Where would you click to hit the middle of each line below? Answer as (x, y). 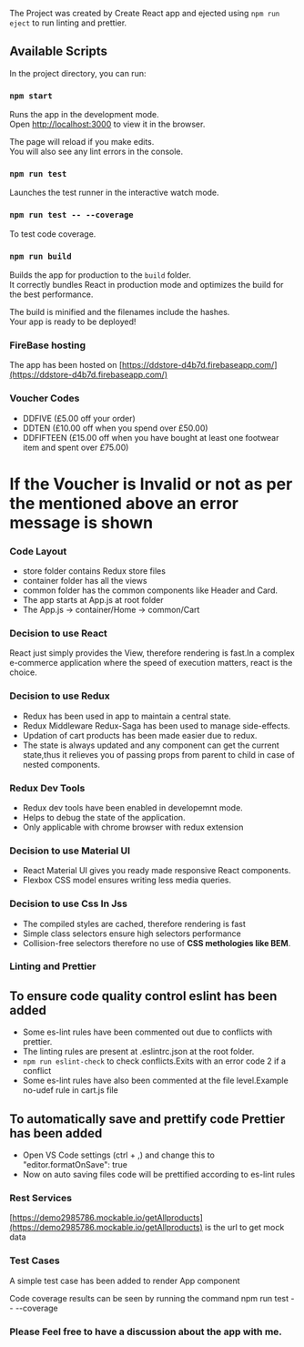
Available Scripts (58, 51)
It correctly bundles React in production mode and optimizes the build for (147, 285)
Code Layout (38, 551)
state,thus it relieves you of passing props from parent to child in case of (159, 754)
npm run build (41, 256)
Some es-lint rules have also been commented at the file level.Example (155, 1081)
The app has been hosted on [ (66, 365)
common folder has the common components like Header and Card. (150, 590)
